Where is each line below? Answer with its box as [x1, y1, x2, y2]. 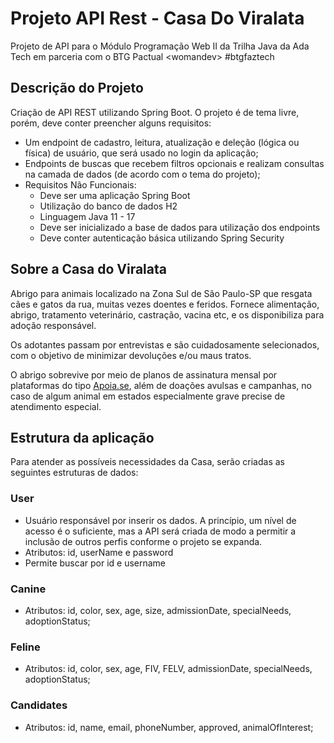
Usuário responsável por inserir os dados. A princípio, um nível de [24, 514, 297, 526]
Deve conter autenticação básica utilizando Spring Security [39, 232, 285, 244]
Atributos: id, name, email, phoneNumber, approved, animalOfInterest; [24, 721, 314, 733]
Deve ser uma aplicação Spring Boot [39, 189, 191, 201]
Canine [10, 582, 47, 596]
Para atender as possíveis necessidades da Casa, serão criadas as [10, 456, 285, 468]
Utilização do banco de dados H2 [39, 200, 178, 212]
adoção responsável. [10, 319, 97, 331]
